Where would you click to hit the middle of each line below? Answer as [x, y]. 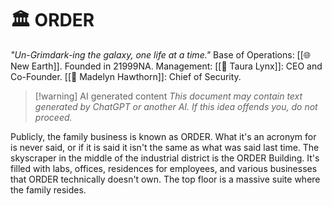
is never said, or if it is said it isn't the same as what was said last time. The [165, 147]
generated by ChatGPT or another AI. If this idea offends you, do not [176, 106]
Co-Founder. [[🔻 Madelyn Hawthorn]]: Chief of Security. [126, 76]
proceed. [53, 117]
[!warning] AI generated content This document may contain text [168, 96]
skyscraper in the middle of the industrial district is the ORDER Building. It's [165, 158]
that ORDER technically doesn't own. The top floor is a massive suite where [165, 179]
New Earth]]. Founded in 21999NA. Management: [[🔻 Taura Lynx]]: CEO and [166, 66]
